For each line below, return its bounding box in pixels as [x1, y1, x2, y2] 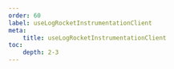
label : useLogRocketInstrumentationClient [8, 19, 152, 27]
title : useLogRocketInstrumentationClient [22, 33, 167, 42]
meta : [8, 26, 26, 34]
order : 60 [8, 11, 42, 20]
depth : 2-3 [22, 48, 59, 56]
